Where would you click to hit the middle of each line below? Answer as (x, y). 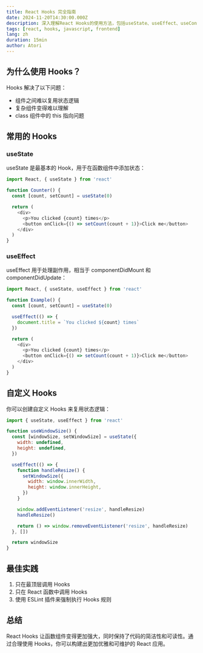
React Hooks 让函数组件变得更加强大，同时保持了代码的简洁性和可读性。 (97, 636)
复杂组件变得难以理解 (42, 108)
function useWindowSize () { (42, 431)
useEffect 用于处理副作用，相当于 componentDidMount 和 (79, 270)
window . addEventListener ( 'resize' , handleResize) (81, 509)
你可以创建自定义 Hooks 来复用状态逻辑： (58, 409)
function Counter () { (34, 191)
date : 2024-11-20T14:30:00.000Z (47, 18)
